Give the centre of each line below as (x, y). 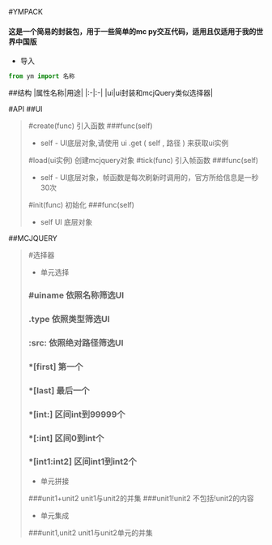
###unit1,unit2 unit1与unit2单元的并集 (90, 532)
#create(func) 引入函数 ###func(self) (90, 126)
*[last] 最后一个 (59, 390)
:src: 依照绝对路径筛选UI (76, 342)
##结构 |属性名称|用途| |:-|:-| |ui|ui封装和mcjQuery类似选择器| (110, 93)
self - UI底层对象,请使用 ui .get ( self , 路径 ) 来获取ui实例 (134, 143)
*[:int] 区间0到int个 (66, 438)
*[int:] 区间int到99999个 (76, 414)
